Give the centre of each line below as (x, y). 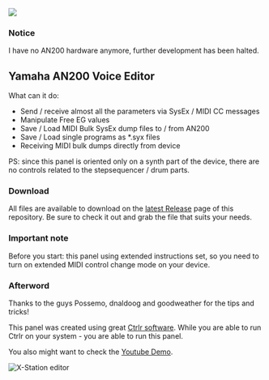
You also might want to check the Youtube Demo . (91, 352)
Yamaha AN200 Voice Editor (82, 76)
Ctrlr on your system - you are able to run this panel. (96, 336)
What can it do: (34, 96)
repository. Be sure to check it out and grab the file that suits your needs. (130, 217)
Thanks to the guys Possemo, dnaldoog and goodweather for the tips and (132, 303)
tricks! (19, 312)
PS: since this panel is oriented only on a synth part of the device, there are (134, 161)
